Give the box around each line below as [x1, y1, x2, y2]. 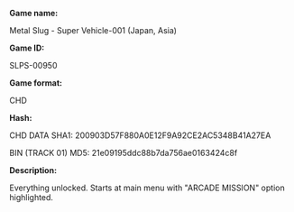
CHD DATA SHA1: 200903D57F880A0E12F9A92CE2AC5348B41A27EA [9, 130, 271, 141]
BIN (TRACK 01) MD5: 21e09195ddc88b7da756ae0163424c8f [9, 148, 238, 158]
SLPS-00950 [9, 60, 58, 70]
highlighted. [9, 192, 54, 202]
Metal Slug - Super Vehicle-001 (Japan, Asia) [9, 25, 178, 35]
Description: [9, 165, 57, 175]
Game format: [9, 78, 63, 88]
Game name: [9, 8, 59, 18]
